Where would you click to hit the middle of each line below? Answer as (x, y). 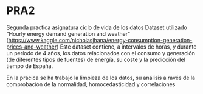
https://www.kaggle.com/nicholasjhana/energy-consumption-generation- (100, 40)
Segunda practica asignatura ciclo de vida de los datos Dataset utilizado (97, 27)
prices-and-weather (32, 47)
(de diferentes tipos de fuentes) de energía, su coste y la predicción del (96, 59)
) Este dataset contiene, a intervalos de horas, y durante (127, 47)
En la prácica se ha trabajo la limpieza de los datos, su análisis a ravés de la (101, 78)
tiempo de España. (30, 66)
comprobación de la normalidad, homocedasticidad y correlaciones (91, 84)
